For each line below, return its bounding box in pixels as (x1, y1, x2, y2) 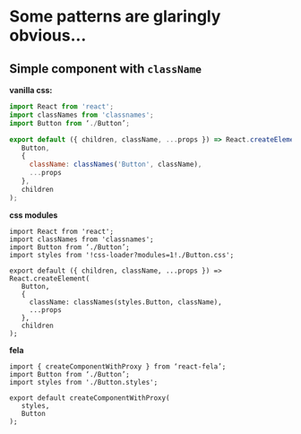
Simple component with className (9, 61, 202, 76)
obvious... (9, 25, 87, 46)
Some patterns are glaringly (9, 6, 221, 27)
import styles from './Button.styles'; (9, 378, 159, 386)
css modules (9, 209, 58, 221)
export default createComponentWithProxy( (9, 393, 170, 403)
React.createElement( (9, 273, 90, 283)
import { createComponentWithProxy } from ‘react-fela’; (9, 361, 227, 371)
